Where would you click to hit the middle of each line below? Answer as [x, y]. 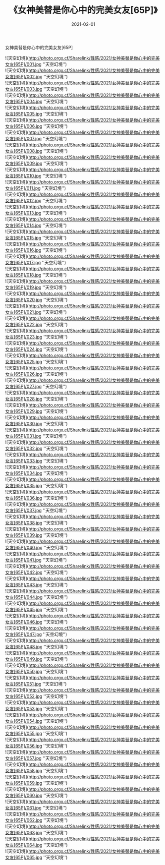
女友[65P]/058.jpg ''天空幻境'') [36, 770]
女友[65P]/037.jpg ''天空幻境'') [36, 510]
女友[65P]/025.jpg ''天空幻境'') [36, 361]
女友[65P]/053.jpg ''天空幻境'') [36, 708]
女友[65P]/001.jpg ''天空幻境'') [36, 64]
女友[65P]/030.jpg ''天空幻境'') [36, 423]
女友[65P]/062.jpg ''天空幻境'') [36, 820]
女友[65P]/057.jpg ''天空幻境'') [36, 758]
